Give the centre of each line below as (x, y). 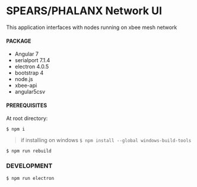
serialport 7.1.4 (32, 60)
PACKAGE (19, 41)
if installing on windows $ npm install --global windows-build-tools (106, 140)
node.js (24, 79)
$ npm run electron (30, 178)
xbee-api (26, 86)
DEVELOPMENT (29, 166)
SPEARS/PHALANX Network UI (84, 11)
